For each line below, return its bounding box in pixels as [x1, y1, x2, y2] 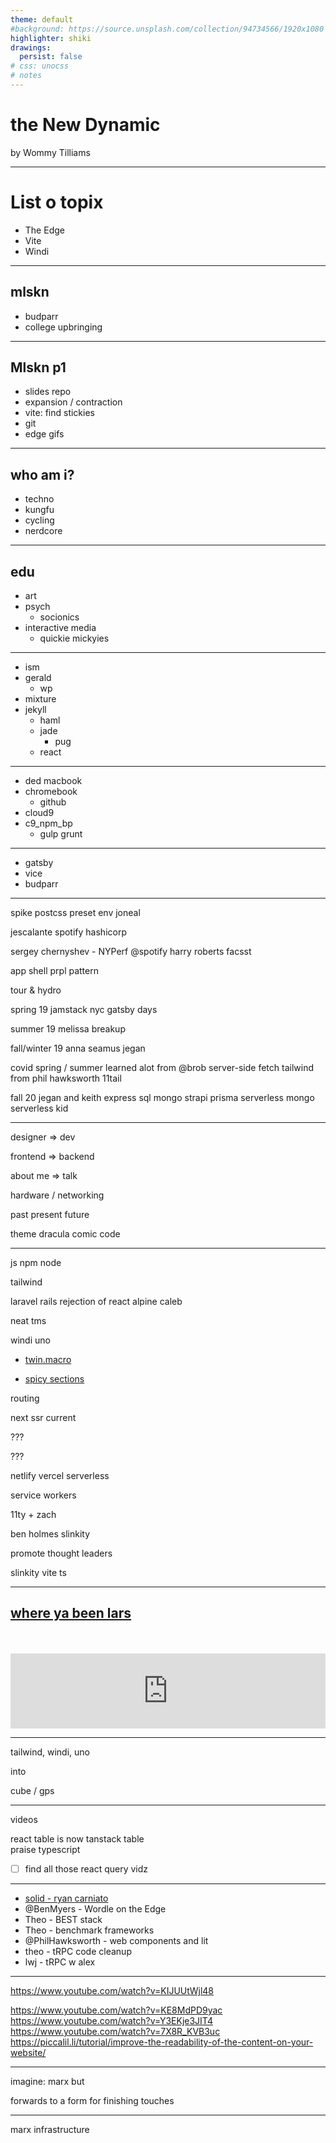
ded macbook [24, 775, 83, 786]
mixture [24, 693, 57, 705]
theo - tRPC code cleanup [24, 1945, 132, 1957]
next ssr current [10, 1412, 77, 1423]
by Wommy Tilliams [10, 146, 91, 158]
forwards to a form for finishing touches [10, 2094, 175, 2106]
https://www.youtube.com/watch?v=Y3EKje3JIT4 [10, 2014, 213, 2026]
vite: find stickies [24, 407, 95, 419]
